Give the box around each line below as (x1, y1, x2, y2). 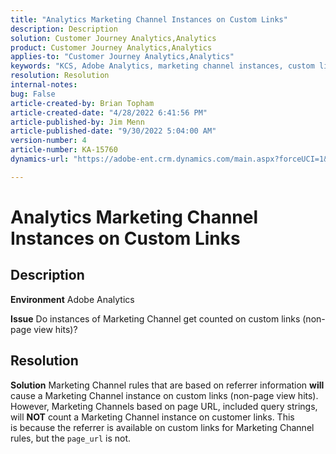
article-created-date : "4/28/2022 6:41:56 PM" (10, 107, 208, 118)
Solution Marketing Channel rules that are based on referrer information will (10, 379, 325, 391)
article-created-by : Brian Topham (10, 98, 155, 108)
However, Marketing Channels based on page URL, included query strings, (10, 400, 318, 412)
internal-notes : (10, 80, 78, 90)
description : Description (10, 24, 118, 34)
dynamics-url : (10, 154, 70, 164)
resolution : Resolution (10, 71, 110, 81)
